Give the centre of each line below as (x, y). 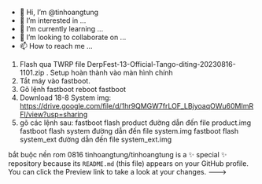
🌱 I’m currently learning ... (61, 29)
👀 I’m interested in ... (53, 20)
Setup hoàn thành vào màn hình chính (111, 72)
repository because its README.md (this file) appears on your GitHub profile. (129, 164)
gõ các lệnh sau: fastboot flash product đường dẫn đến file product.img (135, 123)
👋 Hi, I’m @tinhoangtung (59, 12)
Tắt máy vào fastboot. (55, 81)
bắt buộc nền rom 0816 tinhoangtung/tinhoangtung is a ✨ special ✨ (118, 155)
